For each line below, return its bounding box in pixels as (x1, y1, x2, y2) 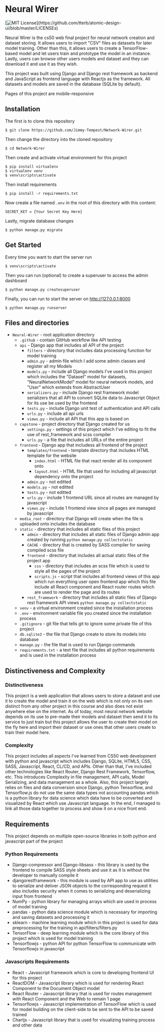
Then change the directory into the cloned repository (5, 136, 113, 142)
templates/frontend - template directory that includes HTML (27, 448, 149, 453)
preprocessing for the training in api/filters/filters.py (12, 925, 118, 931)
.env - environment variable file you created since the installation (19, 610, 152, 616)
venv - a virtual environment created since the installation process (19, 605, 153, 611)
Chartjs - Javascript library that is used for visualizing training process (12, 1017, 155, 1023)
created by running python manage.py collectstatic (27, 537, 133, 542)
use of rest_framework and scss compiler (27, 432, 111, 438)
